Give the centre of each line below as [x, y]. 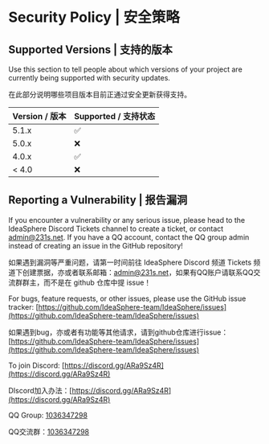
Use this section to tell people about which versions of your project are [125, 69]
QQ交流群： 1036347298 [49, 431]
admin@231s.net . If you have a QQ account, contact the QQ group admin [129, 237]
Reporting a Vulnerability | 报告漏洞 [98, 200]
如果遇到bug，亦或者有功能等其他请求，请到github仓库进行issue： [118, 332]
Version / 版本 [39, 116]
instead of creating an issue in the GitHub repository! [96, 245]
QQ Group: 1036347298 [48, 415]
